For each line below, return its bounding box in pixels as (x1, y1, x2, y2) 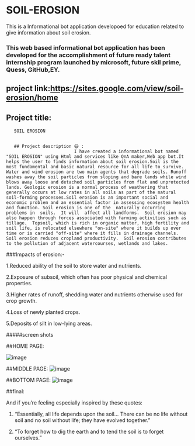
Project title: (6, 112, 52, 123)
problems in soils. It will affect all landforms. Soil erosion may (6, 210, 187, 216)
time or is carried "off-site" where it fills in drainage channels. (6, 230, 179, 237)
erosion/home (6, 93, 58, 103)
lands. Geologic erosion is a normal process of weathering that (6, 185, 168, 191)
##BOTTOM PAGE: (6, 376, 51, 383)
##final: (6, 388, 25, 395)
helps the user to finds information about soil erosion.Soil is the (6, 159, 179, 165)
